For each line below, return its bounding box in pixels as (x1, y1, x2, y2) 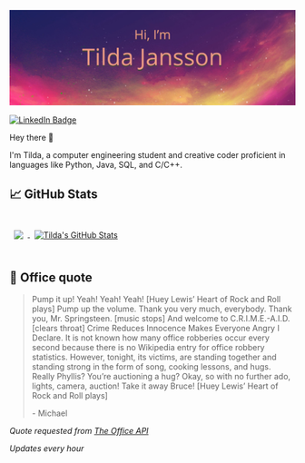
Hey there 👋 (9, 132, 54, 143)
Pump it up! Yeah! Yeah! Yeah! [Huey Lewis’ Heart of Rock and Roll (31, 294, 281, 305)
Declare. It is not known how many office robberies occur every (31, 332, 271, 343)
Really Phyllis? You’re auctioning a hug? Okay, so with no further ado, (31, 371, 291, 382)
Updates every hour (9, 443, 84, 454)
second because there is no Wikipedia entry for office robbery (31, 342, 265, 353)
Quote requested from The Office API (9, 426, 149, 437)
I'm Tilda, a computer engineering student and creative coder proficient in (9, 149, 286, 160)
